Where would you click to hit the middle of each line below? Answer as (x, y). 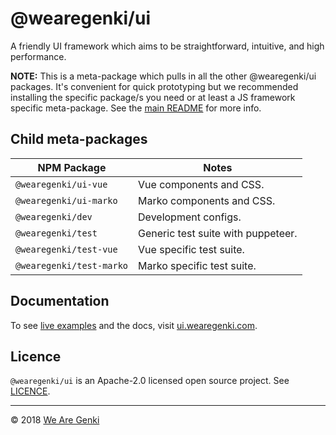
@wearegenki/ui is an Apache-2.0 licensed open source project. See (150, 381)
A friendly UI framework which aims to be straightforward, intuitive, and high (167, 46)
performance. (38, 56)
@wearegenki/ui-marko (66, 200)
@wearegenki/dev (54, 216)
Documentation (60, 301)
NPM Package (72, 167)
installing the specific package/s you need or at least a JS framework (153, 97)
